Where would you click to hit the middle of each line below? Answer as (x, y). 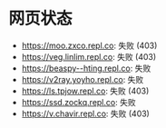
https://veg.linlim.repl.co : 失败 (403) (89, 56)
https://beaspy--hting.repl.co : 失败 (86, 68)
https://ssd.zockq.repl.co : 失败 (79, 102)
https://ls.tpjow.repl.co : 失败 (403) (85, 91)
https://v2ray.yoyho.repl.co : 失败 (83, 79)
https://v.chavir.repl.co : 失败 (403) (86, 113)
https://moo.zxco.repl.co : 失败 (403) (89, 45)
